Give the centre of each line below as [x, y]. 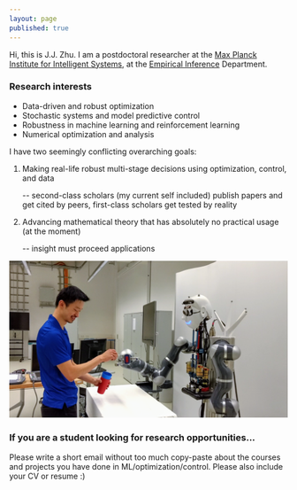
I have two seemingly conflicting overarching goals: [103, 152]
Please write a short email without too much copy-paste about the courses [145, 457]
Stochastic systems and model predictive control [111, 115]
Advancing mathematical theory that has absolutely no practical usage [150, 222]
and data [38, 178]
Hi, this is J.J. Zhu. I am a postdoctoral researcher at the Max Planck [133, 54]
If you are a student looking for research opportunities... [133, 438]
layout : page [33, 19]
